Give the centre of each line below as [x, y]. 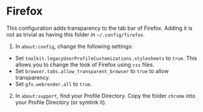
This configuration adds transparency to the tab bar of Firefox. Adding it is [100, 28]
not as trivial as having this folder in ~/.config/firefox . [76, 34]
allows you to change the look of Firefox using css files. [84, 65]
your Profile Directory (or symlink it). [61, 102]
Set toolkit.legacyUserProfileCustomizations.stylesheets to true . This [106, 58]
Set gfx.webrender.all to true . [54, 84]
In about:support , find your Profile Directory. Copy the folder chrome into [105, 96]
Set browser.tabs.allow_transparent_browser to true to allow [92, 71]
